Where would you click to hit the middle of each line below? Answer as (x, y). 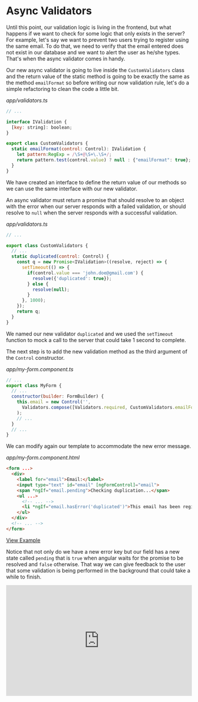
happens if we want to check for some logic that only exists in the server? (96, 33)
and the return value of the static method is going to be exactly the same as (98, 76)
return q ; (29, 311)
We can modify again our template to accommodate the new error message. (99, 446)
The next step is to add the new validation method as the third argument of (97, 351)
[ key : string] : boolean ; (42, 127)
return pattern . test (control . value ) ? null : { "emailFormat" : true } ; (104, 160)
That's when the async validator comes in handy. (66, 58)
